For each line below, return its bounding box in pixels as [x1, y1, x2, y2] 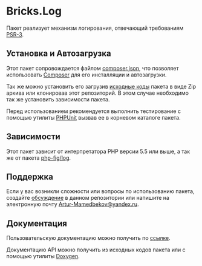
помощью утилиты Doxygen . [6, 253, 80, 260]
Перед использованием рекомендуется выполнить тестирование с [6, 107, 181, 115]
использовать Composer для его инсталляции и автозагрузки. [6, 71, 167, 78]
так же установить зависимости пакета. [6, 95, 110, 103]
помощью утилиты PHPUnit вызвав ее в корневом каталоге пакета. [6, 114, 181, 121]
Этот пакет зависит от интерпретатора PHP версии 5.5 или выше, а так [6, 148, 191, 155]
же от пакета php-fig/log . [6, 154, 71, 162]
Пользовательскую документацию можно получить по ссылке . [6, 234, 171, 242]
